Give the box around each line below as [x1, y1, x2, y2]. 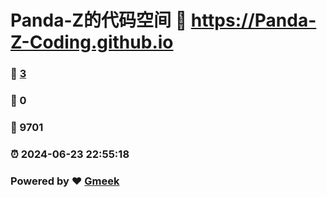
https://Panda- [190, 9, 317, 32]
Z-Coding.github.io [10, 31, 174, 54]
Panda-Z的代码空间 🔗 [10, 9, 188, 32]
